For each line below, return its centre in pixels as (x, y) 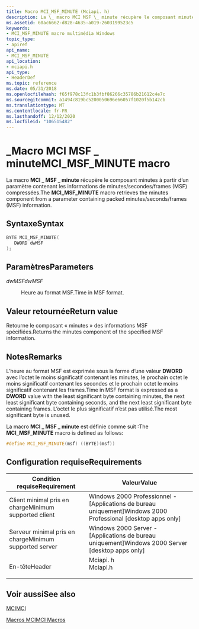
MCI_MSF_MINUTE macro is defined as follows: (65, 432)
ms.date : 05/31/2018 (32, 89)
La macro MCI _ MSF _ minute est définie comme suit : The (78, 426)
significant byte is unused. (38, 415)
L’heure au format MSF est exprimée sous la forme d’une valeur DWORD (94, 371)
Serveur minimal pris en (42, 532)
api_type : (18, 72)
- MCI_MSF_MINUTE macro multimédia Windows (61, 34)
